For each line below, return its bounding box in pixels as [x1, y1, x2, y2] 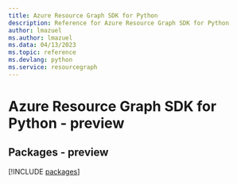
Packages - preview [8, 146, 109, 159]
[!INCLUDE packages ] [8, 167, 80, 176]
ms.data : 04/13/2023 [8, 41, 77, 49]
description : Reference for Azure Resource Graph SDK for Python [8, 19, 229, 27]
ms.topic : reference [8, 48, 77, 56]
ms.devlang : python [8, 56, 73, 64]
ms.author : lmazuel [8, 33, 73, 42]
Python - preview [8, 114, 125, 132]
